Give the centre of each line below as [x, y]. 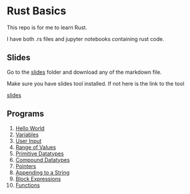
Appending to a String [42, 172]
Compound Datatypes [43, 159]
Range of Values [36, 147]
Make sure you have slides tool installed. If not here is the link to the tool [96, 83]
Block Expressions [38, 179]
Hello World [30, 128]
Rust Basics [36, 11]
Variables [27, 134]
